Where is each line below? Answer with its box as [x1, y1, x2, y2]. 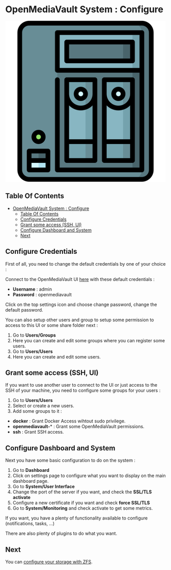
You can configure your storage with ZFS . [5, 559, 93, 565]
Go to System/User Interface [12, 484, 75, 490]
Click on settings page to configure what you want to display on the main [12, 472, 166, 479]
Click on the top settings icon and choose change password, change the [5, 301, 157, 307]
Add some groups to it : [12, 408, 62, 414]
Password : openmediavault [12, 291, 72, 297]
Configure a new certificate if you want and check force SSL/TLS [12, 500, 150, 506]
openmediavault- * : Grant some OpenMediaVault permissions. [12, 423, 145, 430]
